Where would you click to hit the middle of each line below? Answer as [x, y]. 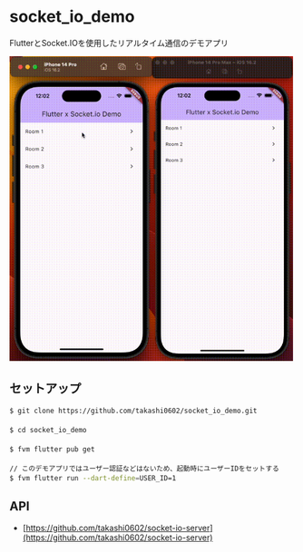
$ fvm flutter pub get [52, 449]
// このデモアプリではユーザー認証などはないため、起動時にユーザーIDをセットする [144, 469]
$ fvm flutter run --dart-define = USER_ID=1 [93, 478]
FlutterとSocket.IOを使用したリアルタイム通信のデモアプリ [119, 43]
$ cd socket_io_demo [49, 431]
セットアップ [45, 388]
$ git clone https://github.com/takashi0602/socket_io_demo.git [133, 411]
